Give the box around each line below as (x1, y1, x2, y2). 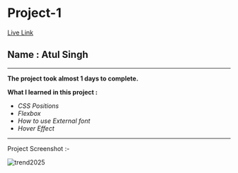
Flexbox (17, 109, 41, 117)
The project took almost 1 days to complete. (7, 74, 139, 83)
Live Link (7, 28, 34, 37)
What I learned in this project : (7, 88, 98, 96)
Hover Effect (17, 124, 55, 132)
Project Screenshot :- (7, 144, 70, 153)
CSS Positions (17, 101, 59, 110)
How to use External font (17, 117, 91, 125)
